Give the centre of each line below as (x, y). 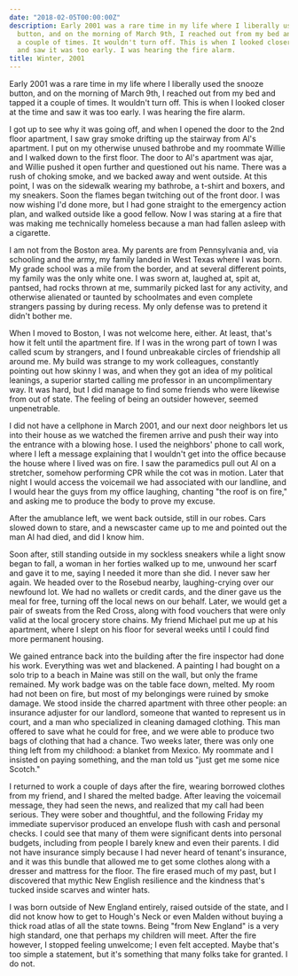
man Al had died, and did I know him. (77, 537)
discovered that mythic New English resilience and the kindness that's (137, 880)
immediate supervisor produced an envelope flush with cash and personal (145, 824)
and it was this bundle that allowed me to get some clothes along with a (140, 862)
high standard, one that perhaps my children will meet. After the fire (133, 935)
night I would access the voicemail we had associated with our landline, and (148, 482)
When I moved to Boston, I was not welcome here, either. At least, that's (141, 333)
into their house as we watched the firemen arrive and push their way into (144, 435)
